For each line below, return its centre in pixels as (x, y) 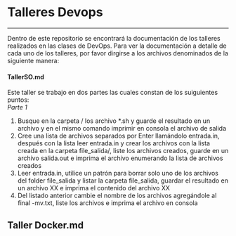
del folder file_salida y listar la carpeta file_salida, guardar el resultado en (123, 181)
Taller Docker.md (46, 225)
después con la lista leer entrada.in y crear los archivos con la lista (114, 143)
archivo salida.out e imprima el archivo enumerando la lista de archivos (120, 158)
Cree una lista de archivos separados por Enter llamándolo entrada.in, (118, 136)
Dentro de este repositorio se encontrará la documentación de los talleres (114, 38)
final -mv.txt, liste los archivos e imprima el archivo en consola (107, 203)
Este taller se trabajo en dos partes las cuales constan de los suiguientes (113, 93)
